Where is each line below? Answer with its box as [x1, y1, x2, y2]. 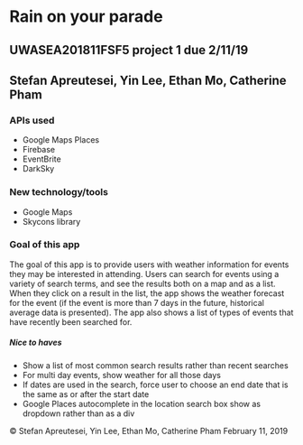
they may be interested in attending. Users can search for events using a [9, 268, 280, 279]
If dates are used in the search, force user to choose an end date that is [22, 379, 289, 390]
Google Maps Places [22, 134, 100, 145]
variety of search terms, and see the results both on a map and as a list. [9, 278, 277, 289]
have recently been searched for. [9, 316, 133, 327]
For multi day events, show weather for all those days [22, 369, 221, 380]
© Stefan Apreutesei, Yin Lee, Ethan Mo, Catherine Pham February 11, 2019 [9, 425, 289, 436]
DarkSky [22, 163, 55, 174]
